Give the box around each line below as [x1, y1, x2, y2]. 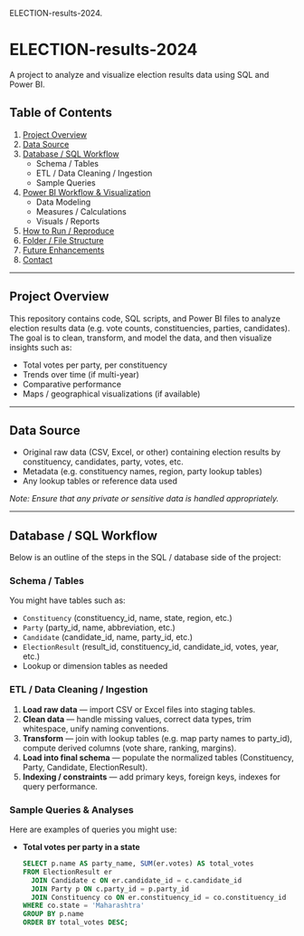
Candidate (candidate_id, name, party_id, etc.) [22, 632, 193, 643]
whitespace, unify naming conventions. [22, 723, 169, 734]
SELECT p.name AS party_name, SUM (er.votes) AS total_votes [22, 859, 254, 868]
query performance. [22, 780, 98, 791]
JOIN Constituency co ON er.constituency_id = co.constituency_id [31, 893, 287, 902]
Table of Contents [9, 105, 113, 120]
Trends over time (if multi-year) [22, 368, 140, 379]
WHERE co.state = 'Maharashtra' [22, 901, 145, 911]
